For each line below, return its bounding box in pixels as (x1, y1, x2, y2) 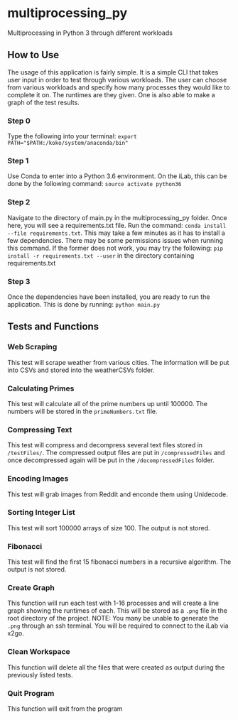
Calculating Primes (7, 383, 75, 393)
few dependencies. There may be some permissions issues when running (7, 236, 224, 244)
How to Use (7, 49, 60, 61)
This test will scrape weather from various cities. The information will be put (7, 358, 229, 366)
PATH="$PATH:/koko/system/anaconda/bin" (7, 140, 129, 147)
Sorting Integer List (7, 508, 76, 518)
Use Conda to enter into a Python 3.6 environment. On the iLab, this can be (7, 172, 227, 180)
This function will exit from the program (7, 704, 123, 713)
